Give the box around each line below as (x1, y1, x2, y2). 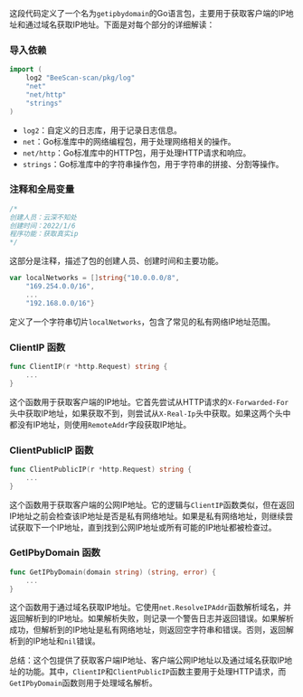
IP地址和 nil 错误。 (33, 636, 101, 646)
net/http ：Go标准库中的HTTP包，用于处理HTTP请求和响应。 (22, 147, 251, 158)
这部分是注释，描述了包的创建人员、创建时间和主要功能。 (9, 256, 223, 267)
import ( (9, 65, 43, 74)
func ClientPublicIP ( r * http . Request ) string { (9, 465, 193, 474)
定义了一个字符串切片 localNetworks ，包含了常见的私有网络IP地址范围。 (9, 316, 276, 327)
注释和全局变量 (9, 184, 75, 196)
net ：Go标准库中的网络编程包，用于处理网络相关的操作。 (22, 136, 237, 146)
